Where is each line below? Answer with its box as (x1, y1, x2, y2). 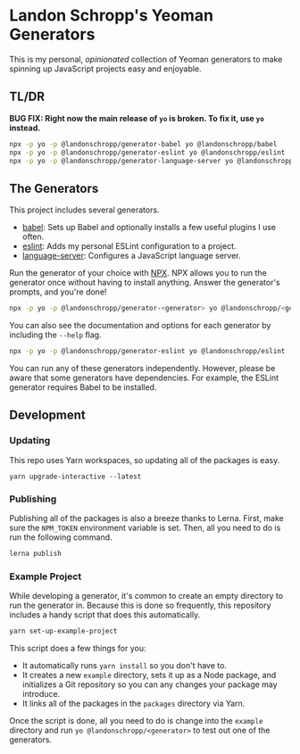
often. (21, 231, 45, 242)
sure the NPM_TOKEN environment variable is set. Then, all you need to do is (9, 522, 281, 533)
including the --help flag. (9, 329, 102, 340)
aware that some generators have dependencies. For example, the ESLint (9, 372, 279, 383)
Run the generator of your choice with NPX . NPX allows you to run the (9, 268, 267, 278)
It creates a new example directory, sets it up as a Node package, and (21, 669, 277, 680)
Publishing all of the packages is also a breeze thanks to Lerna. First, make (9, 512, 284, 523)
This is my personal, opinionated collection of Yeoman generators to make (9, 54, 283, 64)
